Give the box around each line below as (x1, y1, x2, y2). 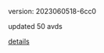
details (8, 37, 30, 46)
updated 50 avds (8, 22, 63, 30)
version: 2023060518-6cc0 (8, 7, 96, 16)
